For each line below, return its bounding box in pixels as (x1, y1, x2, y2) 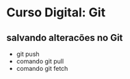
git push (16, 50, 40, 58)
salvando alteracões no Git (6, 32, 123, 44)
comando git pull (16, 57, 64, 65)
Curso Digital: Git (6, 5, 106, 20)
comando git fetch (16, 65, 68, 72)
